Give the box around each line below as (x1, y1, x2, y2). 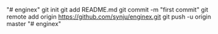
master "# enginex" (6, 20, 62, 27)
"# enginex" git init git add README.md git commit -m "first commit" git (6, 6, 208, 13)
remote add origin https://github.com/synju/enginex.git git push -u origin (6, 13, 212, 21)
